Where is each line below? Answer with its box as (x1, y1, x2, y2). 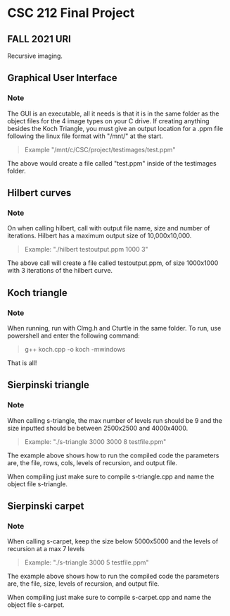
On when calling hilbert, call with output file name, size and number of (7, 224, 210, 233)
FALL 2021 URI (7, 33, 72, 45)
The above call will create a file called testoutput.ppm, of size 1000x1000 (7, 259, 219, 267)
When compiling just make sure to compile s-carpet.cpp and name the (7, 593, 212, 602)
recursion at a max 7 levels (7, 545, 85, 553)
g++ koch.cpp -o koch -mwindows (24, 345, 126, 354)
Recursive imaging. (7, 51, 63, 60)
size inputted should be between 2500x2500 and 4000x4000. (7, 424, 189, 432)
